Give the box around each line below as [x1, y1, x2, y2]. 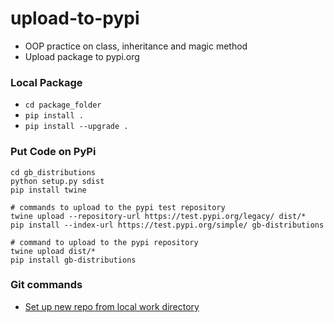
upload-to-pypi [10, 7, 140, 30]
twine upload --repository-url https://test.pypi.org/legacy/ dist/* [10, 211, 307, 221]
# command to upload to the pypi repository [10, 237, 199, 247]
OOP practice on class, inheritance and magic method [24, 40, 248, 52]
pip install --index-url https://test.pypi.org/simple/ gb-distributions [10, 220, 325, 230]
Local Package [10, 75, 83, 89]
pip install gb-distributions [10, 255, 137, 265]
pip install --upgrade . [24, 122, 129, 132]
